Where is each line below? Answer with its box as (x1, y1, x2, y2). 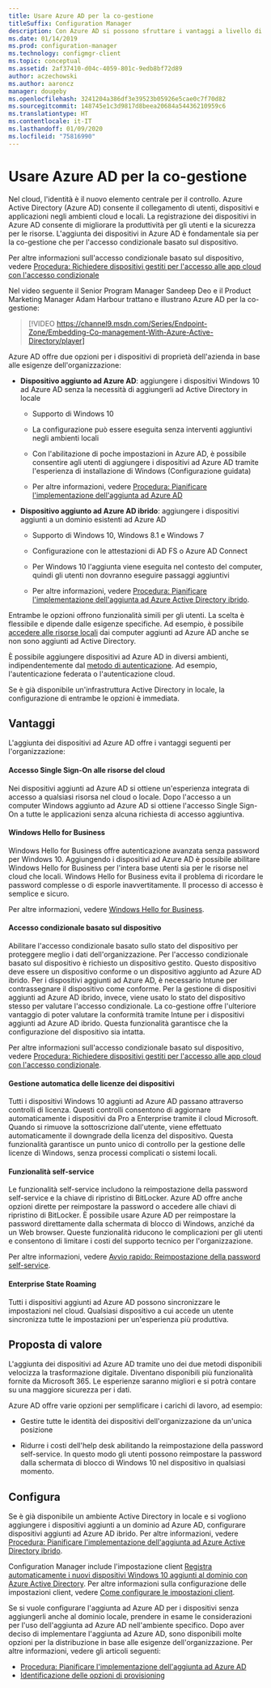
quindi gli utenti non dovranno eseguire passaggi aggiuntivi (32, 570, 230, 580)
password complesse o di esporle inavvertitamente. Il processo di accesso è (8, 880, 264, 889)
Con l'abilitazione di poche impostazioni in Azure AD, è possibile (32, 449, 247, 458)
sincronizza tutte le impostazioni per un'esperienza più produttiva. (8, 1314, 229, 1324)
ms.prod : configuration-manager (8, 42, 117, 50)
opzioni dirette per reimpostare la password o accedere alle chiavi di (8, 1202, 237, 1212)
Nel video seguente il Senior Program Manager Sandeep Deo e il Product (8, 285, 252, 296)
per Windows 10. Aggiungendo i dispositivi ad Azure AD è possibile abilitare (8, 854, 260, 863)
